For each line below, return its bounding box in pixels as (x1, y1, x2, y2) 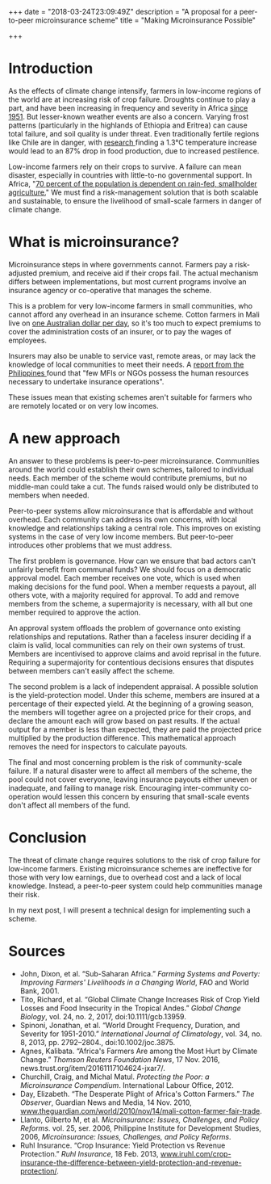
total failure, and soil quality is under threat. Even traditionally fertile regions (8, 128, 260, 138)
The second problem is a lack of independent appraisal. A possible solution (8, 682, 259, 691)
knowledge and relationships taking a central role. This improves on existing (8, 523, 261, 532)
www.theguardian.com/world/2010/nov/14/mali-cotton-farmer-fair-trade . (19, 1106, 262, 1115)
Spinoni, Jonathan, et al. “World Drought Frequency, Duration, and (19, 1020, 240, 1030)
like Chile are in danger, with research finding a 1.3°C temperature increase (8, 137, 257, 147)
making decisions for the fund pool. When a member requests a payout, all (8, 582, 256, 591)
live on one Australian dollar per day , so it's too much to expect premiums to (8, 318, 261, 328)
